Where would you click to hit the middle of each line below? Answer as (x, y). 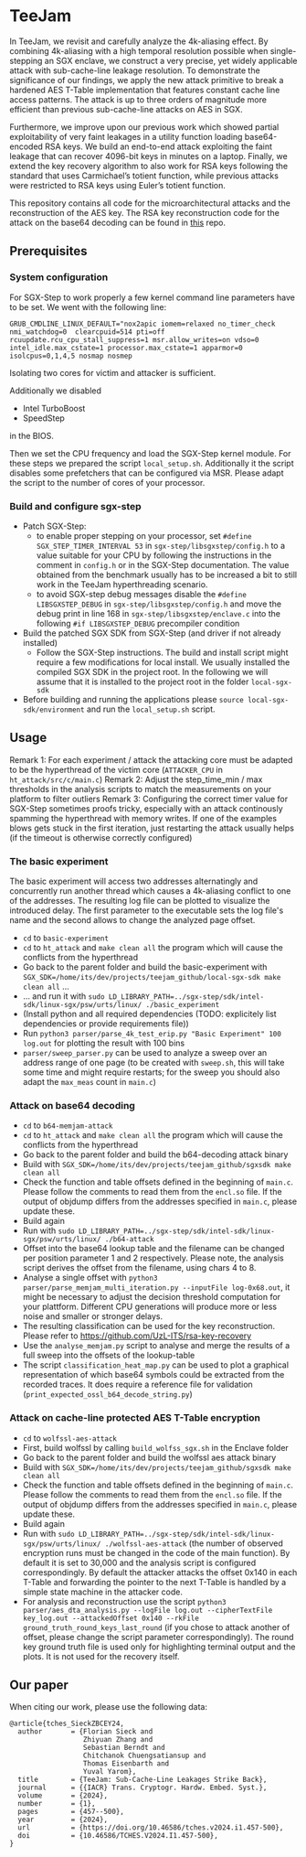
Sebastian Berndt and (124, 1748)
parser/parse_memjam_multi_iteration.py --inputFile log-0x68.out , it (156, 1287)
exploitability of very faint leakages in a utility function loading (126, 136)
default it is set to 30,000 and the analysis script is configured (139, 1562)
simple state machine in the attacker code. (102, 1592)
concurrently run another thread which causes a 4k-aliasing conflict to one (150, 891)
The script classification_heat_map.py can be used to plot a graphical (156, 1365)
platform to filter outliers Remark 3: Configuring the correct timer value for (149, 799)
